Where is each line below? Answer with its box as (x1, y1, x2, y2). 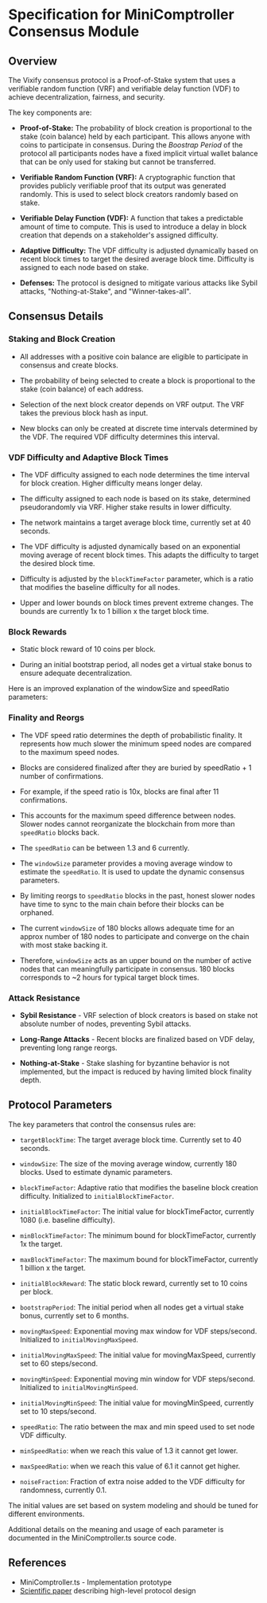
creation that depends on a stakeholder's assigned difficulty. (19, 230, 219, 240)
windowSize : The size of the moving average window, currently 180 (19, 1158, 237, 1169)
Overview (8, 54, 58, 68)
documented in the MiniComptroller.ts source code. (8, 1533, 177, 1542)
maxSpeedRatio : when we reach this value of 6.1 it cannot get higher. (19, 1461, 241, 1471)
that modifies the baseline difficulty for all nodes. (19, 582, 180, 591)
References (8, 1556, 67, 1570)
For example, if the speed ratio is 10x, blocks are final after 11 (19, 787, 219, 796)
